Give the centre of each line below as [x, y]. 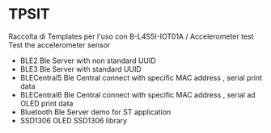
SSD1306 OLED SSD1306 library [74, 120]
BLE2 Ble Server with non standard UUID [88, 60]
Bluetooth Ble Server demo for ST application [95, 112]
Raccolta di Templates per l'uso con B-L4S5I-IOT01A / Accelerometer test [131, 36]
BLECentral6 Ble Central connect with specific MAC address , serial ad [138, 94]
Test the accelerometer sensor [59, 44]
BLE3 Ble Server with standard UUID [80, 69]
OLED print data [47, 103]
